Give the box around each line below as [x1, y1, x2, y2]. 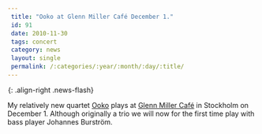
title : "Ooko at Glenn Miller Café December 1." [10, 13, 174, 20]
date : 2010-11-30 [10, 29, 68, 37]
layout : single [10, 54, 61, 62]
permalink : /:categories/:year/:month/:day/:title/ [10, 63, 185, 71]
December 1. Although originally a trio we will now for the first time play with [7, 109, 255, 118]
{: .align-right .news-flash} [8, 85, 94, 95]
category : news [10, 46, 61, 54]
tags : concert [10, 38, 58, 46]
